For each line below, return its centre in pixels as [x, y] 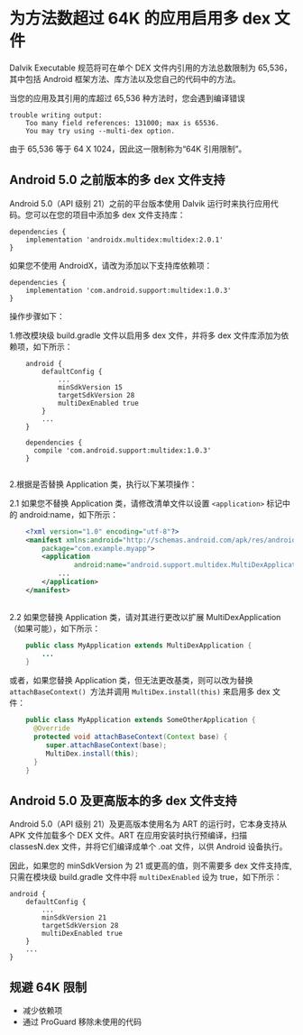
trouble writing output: [56, 115]
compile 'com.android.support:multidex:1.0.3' [122, 450]
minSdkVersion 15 [90, 387]
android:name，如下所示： [69, 514]
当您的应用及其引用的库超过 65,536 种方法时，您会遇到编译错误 [127, 98]
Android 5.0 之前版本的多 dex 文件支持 [117, 180]
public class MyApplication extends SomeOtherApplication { [141, 720]
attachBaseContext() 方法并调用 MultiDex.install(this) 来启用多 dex [140, 692]
